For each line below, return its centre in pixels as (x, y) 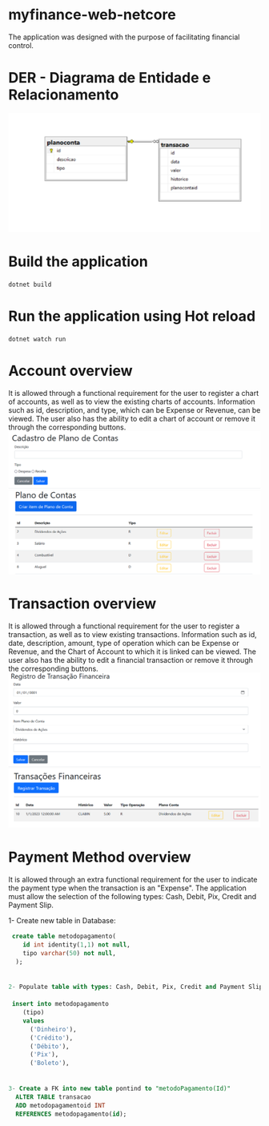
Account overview (71, 371)
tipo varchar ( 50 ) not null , (69, 953)
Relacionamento (64, 95)
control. (21, 45)
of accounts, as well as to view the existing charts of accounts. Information (132, 402)
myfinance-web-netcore (92, 15)
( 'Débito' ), (49, 1046)
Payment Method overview (100, 857)
